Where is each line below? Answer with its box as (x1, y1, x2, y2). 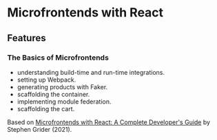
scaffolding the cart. (17, 104, 75, 113)
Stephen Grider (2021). (7, 125, 72, 133)
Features (7, 32, 46, 44)
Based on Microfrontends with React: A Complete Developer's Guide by (7, 118, 211, 126)
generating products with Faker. (17, 82, 108, 91)
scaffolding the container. (17, 90, 90, 98)
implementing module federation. (17, 97, 112, 106)
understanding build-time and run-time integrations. (17, 68, 165, 76)
